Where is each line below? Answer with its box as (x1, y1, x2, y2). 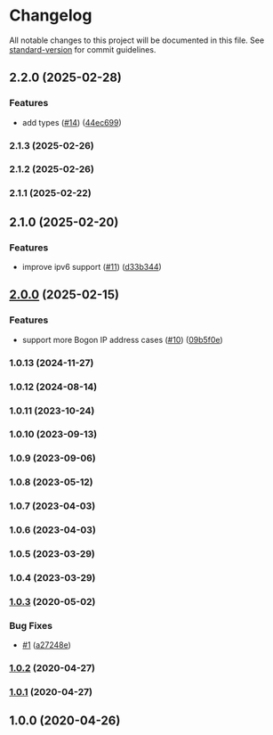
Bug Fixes (9, 619, 53, 632)
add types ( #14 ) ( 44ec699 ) (21, 117, 122, 127)
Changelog (9, 5, 92, 26)
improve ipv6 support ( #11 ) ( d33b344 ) (21, 262, 162, 273)
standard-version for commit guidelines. (9, 44, 157, 54)
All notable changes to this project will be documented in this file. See (9, 35, 265, 45)
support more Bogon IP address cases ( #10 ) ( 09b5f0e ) (21, 334, 224, 345)
